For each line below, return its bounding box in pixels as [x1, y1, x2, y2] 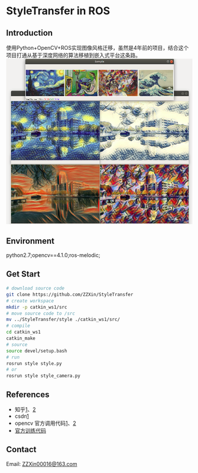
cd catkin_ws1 [6, 329, 41, 335]
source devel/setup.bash [6, 348, 67, 354]
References [6, 389, 50, 399]
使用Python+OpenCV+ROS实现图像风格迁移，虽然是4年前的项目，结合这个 [6, 45, 189, 51]
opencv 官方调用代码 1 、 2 [14, 420, 76, 427]
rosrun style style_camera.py [6, 373, 81, 379]
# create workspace [6, 298, 54, 304]
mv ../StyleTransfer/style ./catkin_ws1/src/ [6, 316, 120, 323]
